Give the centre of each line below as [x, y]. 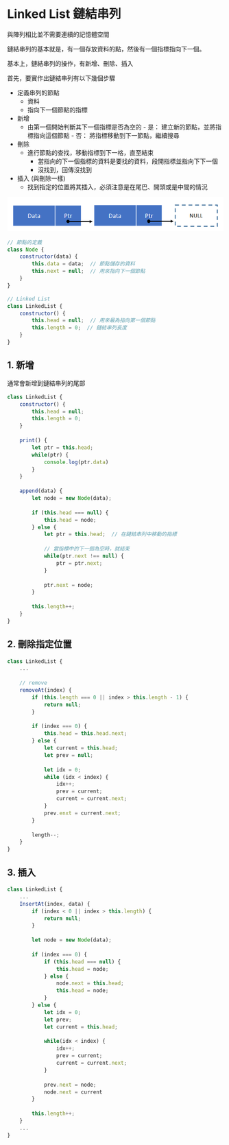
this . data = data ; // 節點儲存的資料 [84, 264]
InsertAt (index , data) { [55, 904]
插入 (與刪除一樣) [41, 178]
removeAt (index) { [46, 690]
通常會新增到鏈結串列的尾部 [46, 383]
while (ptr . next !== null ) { [84, 556]
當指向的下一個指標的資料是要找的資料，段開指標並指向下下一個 [128, 161]
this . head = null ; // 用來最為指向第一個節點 [94, 321]
